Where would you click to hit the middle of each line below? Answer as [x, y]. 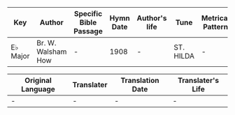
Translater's [198, 80]
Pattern [215, 27]
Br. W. [47, 43]
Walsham [51, 52]
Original [38, 80]
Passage [88, 31]
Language [38, 89]
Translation [140, 80]
